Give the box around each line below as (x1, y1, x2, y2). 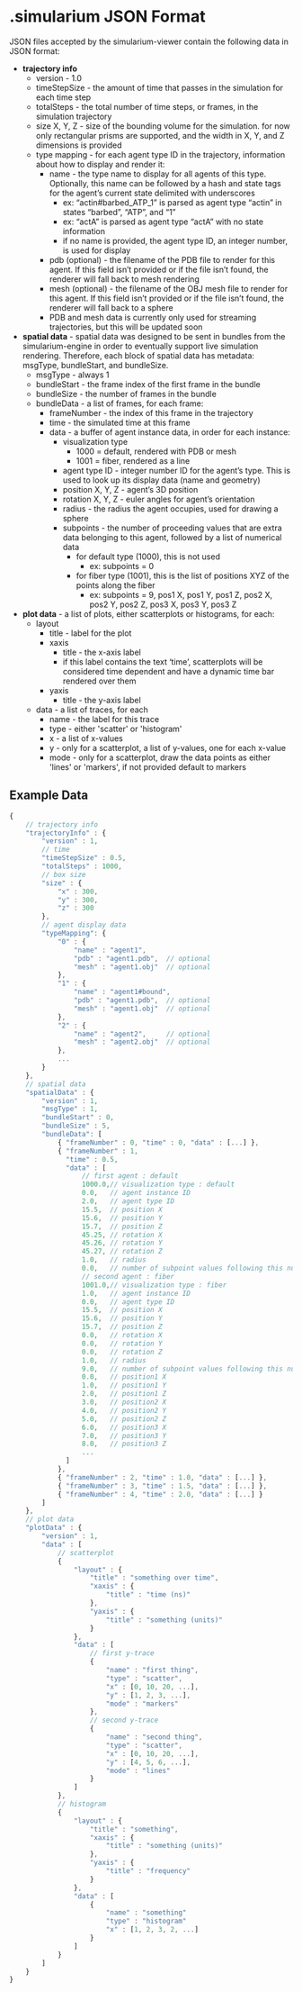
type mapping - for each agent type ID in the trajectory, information (35, 149, 286, 159)
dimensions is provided (35, 140, 123, 150)
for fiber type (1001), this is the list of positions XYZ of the (75, 570, 289, 581)
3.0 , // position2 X (81, 1398, 167, 1407)
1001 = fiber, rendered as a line (75, 455, 191, 466)
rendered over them (62, 675, 137, 686)
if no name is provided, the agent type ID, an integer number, (62, 235, 289, 246)
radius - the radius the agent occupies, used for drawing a (62, 503, 279, 514)
